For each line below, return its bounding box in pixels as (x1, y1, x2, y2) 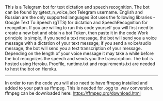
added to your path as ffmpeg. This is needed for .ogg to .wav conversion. (5, 85, 154, 91)
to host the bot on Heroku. (5, 66, 58, 72)
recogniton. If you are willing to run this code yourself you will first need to (5, 25, 154, 31)
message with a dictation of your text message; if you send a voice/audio (5, 40, 151, 46)
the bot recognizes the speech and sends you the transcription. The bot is (5, 56, 153, 61)
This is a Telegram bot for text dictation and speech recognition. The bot (5, 4, 150, 10)
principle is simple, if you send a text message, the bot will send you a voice (5, 35, 157, 41)
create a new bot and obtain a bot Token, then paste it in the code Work (5, 30, 148, 35)
